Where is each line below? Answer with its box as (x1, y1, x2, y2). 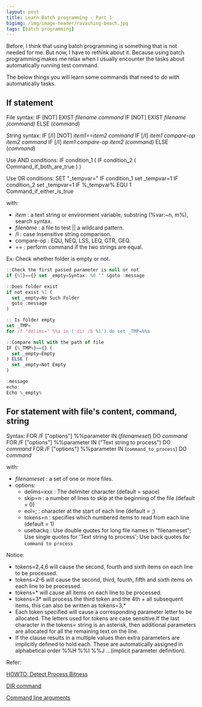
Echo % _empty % (6, 390, 42, 396)
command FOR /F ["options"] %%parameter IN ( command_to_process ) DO (6, 445, 187, 452)
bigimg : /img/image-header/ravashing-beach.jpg (6, 20, 129, 26)
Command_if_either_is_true (6, 188, 74, 195)
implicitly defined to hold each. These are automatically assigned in (15, 640, 183, 648)
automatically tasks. (6, 80, 56, 87)
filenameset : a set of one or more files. (15, 475, 114, 482)
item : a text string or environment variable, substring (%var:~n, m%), (15, 211, 189, 218)
